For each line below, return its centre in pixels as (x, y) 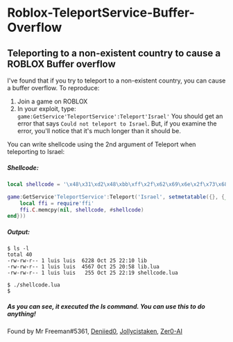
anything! (21, 314)
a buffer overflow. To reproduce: (53, 88)
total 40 (20, 255)
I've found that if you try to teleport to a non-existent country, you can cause (116, 80)
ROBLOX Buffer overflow (61, 64)
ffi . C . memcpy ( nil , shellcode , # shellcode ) (82, 210)
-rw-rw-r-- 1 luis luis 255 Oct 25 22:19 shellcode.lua (93, 273)
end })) (17, 216)
